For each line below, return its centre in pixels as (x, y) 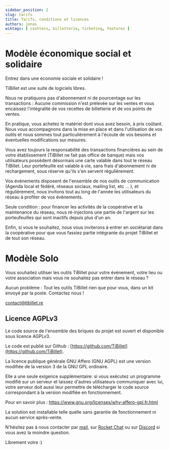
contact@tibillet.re (24, 303)
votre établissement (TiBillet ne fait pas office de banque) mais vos (75, 155)
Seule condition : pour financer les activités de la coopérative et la (74, 207)
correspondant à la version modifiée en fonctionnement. (64, 392)
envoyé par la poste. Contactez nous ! (45, 293)
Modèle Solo (32, 259)
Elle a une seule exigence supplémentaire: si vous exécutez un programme (83, 376)
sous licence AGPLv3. (28, 336)
